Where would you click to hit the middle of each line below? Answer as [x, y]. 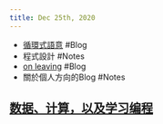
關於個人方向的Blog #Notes [74, 77]
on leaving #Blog [54, 66]
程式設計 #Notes [53, 56]
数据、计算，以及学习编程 [81, 108]
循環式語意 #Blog [55, 44]
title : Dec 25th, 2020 [52, 18]
